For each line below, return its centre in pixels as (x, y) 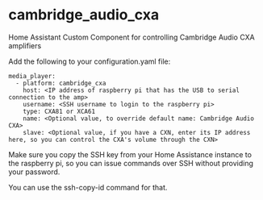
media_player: (32, 76)
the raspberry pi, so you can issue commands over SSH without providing (131, 163)
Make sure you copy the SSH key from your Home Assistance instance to (130, 154)
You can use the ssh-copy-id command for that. (88, 187)
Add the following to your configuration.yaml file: (90, 61)
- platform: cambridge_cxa (61, 83)
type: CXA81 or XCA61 (59, 111)
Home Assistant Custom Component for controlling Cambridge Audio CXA (132, 37)
